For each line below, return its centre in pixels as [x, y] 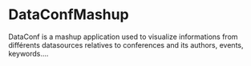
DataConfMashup [69, 15]
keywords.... [28, 53]
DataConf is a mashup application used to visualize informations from [123, 37]
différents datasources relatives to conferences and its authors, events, [126, 45]
